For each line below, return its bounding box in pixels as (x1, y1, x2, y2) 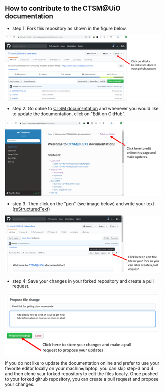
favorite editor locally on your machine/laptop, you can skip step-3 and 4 (5, 365, 154, 372)
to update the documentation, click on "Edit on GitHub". (12, 111, 125, 117)
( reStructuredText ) (12, 206, 50, 212)
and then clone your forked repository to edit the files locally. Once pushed (5, 371, 158, 377)
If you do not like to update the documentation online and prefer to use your (5, 360, 160, 366)
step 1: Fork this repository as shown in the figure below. (12, 25, 127, 31)
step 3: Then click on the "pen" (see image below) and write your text (12, 200, 154, 207)
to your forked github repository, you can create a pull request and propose (5, 376, 159, 382)
